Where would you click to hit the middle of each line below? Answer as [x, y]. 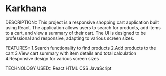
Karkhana [26, 9]
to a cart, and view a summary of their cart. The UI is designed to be [76, 33]
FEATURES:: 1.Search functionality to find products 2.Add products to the [81, 48]
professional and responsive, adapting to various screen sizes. [70, 38]
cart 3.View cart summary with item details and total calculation [71, 53]
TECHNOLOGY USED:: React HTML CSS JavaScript [58, 68]
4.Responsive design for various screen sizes [52, 58]
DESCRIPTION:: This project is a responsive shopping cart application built [82, 22]
